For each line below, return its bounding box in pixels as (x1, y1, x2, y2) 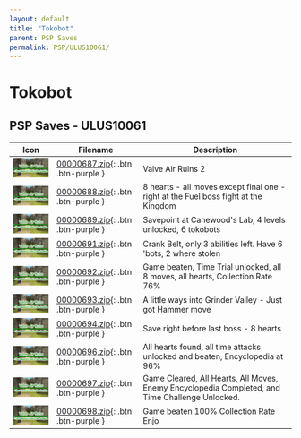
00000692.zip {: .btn (56, 266, 133, 277)
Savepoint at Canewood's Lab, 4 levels (142, 214, 286, 225)
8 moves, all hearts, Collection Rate (142, 271, 273, 282)
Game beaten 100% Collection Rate (142, 406, 276, 417)
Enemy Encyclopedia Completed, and (142, 382, 280, 393)
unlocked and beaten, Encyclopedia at (142, 351, 284, 362)
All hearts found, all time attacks (142, 341, 262, 353)
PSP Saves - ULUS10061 (9, 117, 147, 133)
